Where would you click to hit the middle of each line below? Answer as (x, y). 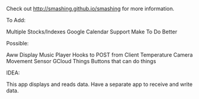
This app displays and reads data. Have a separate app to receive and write (99, 84)
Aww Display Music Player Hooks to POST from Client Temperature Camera (99, 55)
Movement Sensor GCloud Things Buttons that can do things (81, 61)
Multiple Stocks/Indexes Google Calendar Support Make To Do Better (92, 32)
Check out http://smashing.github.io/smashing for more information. (91, 9)
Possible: (17, 43)
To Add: (16, 20)
